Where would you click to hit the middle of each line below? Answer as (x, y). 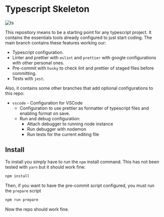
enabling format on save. (45, 113)
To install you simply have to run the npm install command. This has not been (82, 162)
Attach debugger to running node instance (70, 124)
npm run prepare (22, 200)
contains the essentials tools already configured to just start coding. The (79, 37)
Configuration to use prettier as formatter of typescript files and (84, 108)
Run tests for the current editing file (63, 134)
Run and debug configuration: (50, 118)
